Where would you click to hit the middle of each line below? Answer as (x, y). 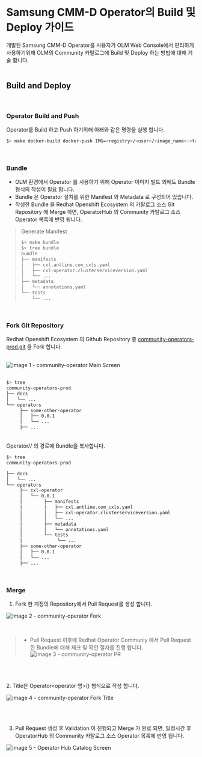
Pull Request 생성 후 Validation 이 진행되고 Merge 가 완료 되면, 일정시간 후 (103, 728)
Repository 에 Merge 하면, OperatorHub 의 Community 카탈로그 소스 (98, 212)
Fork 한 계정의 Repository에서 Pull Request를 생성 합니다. (84, 604)
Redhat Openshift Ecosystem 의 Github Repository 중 (72, 339)
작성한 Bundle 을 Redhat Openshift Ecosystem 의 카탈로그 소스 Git (95, 204)
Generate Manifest (44, 231)
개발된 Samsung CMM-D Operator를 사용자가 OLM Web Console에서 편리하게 (100, 45)
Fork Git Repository (35, 325)
